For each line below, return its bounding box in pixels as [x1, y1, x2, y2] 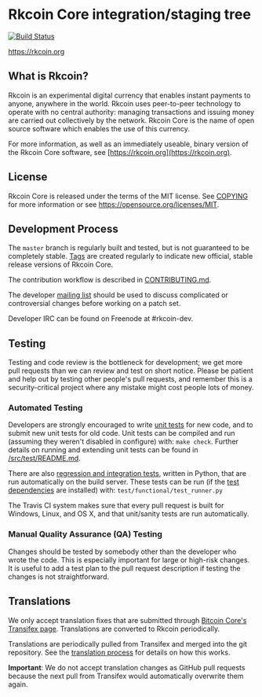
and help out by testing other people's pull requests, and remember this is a [8, 374, 253, 384]
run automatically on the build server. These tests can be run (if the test [8, 478, 239, 487]
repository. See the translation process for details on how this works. [8, 647, 231, 657]
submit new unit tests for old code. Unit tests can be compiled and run [8, 429, 235, 438]
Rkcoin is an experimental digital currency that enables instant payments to [8, 90, 251, 100]
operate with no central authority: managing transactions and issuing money [8, 107, 255, 116]
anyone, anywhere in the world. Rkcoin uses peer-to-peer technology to [8, 98, 242, 108]
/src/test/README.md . [8, 454, 81, 463]
